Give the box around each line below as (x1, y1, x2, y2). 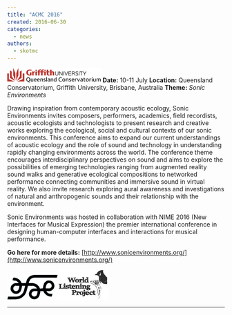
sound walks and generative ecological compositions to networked (7, 170, 198, 178)
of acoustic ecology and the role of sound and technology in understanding (7, 141, 222, 149)
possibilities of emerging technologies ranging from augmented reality (7, 163, 207, 171)
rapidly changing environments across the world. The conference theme (7, 149, 213, 156)
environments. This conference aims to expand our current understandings (7, 133, 221, 142)
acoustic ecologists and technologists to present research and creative (7, 119, 209, 127)
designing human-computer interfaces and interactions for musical (7, 228, 198, 236)
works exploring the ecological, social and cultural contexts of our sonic (7, 126, 212, 134)
